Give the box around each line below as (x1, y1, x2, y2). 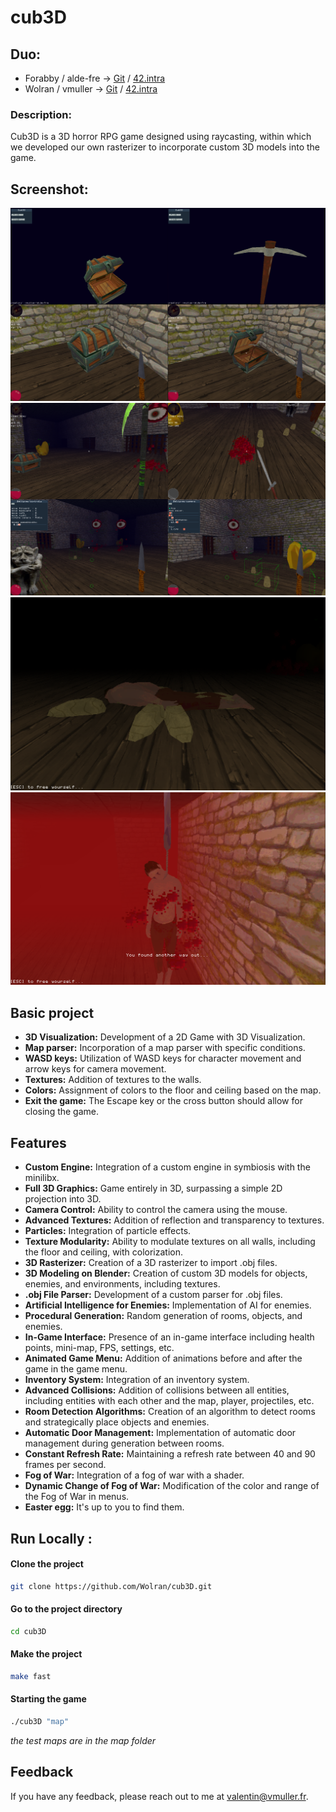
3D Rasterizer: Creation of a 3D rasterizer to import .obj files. (24, 1257, 278, 1269)
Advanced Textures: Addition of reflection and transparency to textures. (24, 1214, 325, 1226)
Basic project (10, 1004, 95, 1021)
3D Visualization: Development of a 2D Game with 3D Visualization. (24, 1031, 306, 1043)
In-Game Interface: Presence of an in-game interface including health (24, 1331, 315, 1343)
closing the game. (24, 1106, 100, 1118)
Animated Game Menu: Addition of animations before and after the (24, 1352, 303, 1365)
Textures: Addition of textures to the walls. (24, 1074, 202, 1086)
